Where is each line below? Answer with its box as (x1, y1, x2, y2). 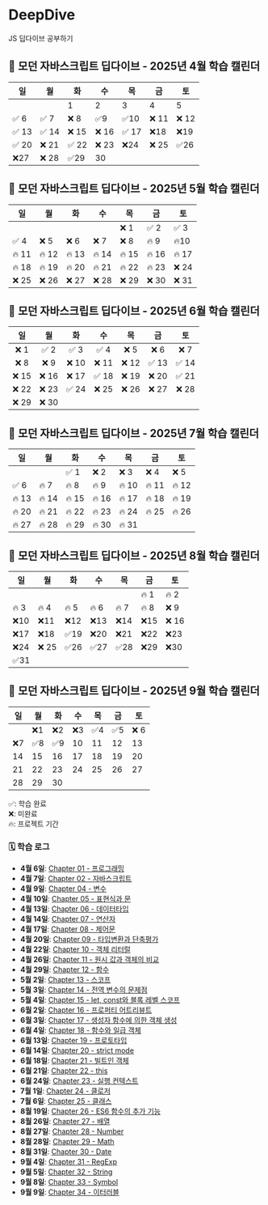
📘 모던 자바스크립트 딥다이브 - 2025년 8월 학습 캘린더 (8, 549, 260, 562)
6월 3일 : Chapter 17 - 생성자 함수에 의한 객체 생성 (19, 1016, 178, 1025)
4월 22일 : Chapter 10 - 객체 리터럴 (19, 944, 131, 954)
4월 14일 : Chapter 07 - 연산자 (19, 914, 116, 924)
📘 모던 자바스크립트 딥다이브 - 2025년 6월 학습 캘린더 (8, 303, 260, 317)
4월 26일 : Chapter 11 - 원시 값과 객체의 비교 (19, 955, 160, 965)
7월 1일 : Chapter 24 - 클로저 (19, 1086, 111, 1096)
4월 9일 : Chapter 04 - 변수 (19, 884, 107, 893)
